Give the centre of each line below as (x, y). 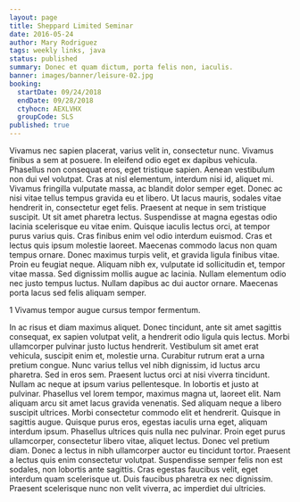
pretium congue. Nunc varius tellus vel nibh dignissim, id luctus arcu (135, 365)
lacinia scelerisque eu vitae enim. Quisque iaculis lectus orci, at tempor (140, 226)
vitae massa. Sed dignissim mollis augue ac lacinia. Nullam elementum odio (148, 274)
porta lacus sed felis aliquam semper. (78, 292)
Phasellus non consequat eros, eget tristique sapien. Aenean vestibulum (142, 169)
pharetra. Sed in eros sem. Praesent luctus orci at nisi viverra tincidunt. (140, 374)
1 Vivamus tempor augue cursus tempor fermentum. (105, 310)
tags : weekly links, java (57, 51)
